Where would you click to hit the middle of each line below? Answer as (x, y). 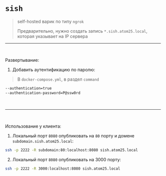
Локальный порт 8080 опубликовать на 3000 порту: (66, 159)
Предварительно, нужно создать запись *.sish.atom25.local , (82, 31)
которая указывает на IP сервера (52, 36)
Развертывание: (22, 60)
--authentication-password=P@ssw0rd (43, 93)
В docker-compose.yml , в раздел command (58, 79)
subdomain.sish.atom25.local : (43, 141)
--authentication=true (28, 88)
